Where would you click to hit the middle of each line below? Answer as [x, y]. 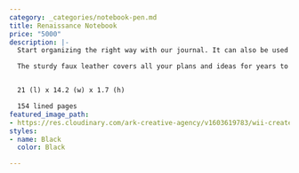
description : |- [39, 42]
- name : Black [36, 139]
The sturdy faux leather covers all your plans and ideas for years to [153, 67]
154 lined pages [47, 106]
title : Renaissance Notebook [63, 26]
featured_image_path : [49, 114]
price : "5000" [36, 34]
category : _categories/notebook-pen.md [83, 17]
